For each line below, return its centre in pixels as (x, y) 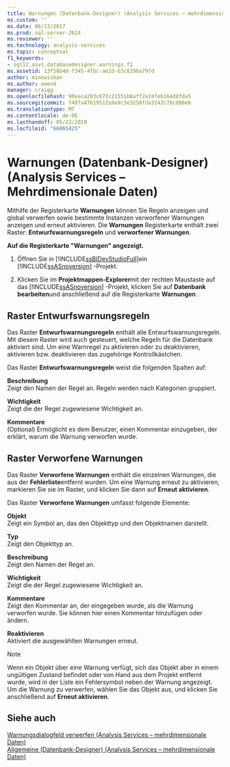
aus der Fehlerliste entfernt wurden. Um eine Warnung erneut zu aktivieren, (114, 482)
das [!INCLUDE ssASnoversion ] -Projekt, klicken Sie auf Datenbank (112, 287)
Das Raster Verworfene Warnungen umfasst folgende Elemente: (99, 503)
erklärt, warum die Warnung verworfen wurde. (73, 437)
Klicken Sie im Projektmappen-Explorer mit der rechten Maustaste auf (116, 279)
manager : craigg (30, 90)
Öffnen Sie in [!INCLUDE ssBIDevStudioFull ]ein (82, 259)
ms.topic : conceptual (38, 52)
